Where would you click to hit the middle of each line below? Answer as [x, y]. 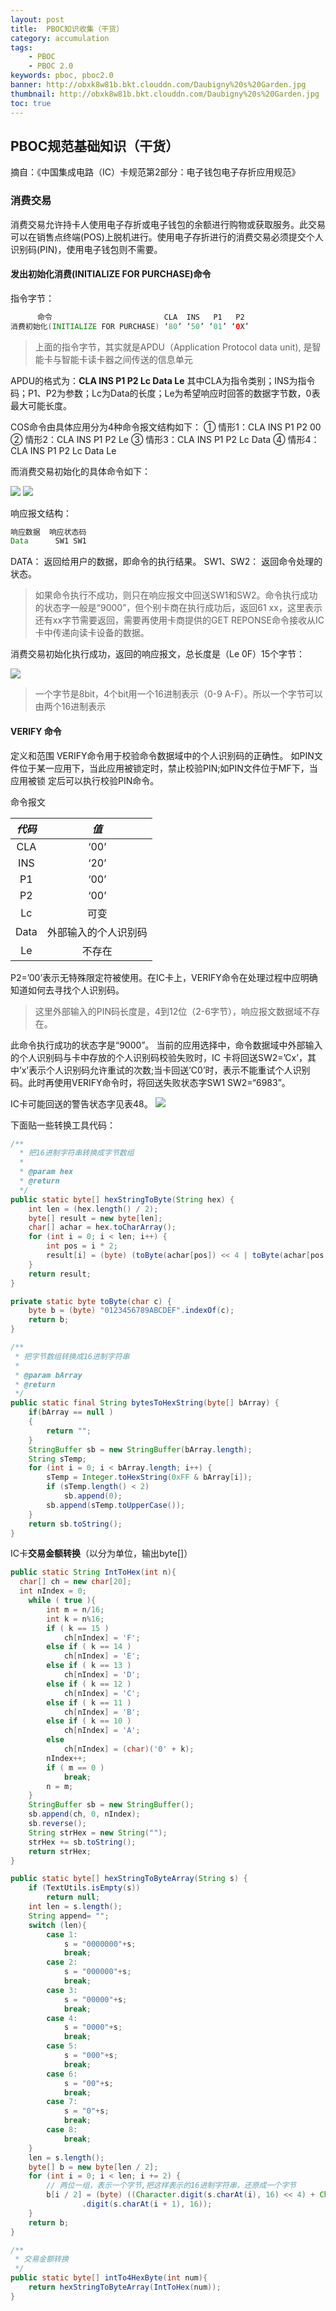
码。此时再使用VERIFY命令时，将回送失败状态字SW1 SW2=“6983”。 [150, 1082]
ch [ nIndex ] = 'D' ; [102, 1675]
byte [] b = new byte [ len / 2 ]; [93, 2167]
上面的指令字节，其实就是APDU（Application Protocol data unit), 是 [173, 347]
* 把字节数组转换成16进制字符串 [72, 1356]
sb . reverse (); [57, 1824]
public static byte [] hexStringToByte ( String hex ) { [122, 1199]
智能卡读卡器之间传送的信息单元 [127, 359]
